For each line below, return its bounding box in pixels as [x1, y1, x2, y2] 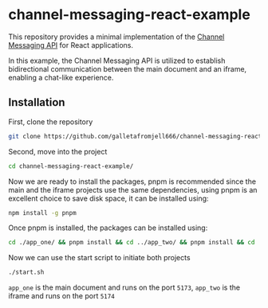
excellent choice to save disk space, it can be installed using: [8, 193, 209, 203]
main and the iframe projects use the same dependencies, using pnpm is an [8, 185, 258, 194]
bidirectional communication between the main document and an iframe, [8, 64, 247, 73]
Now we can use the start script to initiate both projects [8, 253, 191, 263]
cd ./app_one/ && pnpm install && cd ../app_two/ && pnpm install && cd [8, 239, 255, 247]
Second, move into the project [8, 146, 108, 156]
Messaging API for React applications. [8, 40, 134, 49]
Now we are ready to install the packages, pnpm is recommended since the [8, 177, 257, 186]
